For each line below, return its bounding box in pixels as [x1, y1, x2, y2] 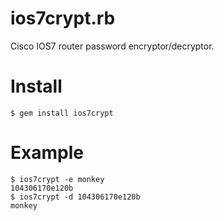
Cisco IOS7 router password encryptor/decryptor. [10, 40, 215, 52]
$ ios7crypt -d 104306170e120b [10, 192, 141, 202]
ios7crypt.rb [10, 7, 116, 30]
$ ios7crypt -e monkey [10, 174, 105, 184]
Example [10, 142, 84, 164]
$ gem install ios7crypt [10, 108, 114, 118]
